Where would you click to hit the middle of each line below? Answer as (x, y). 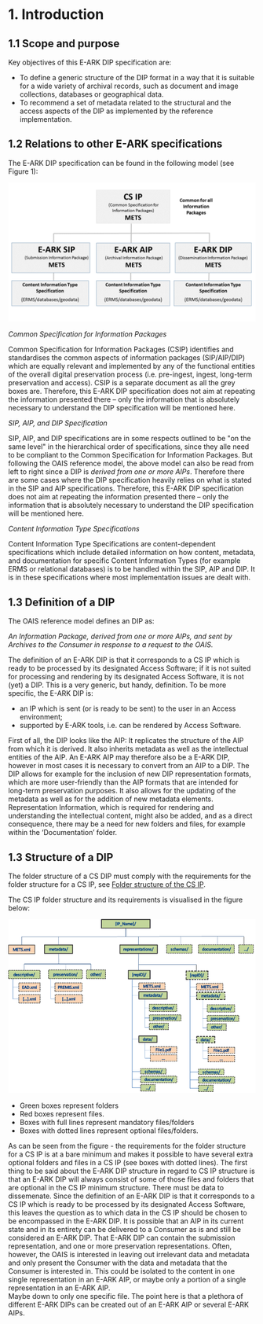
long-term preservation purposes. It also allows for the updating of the (122, 791)
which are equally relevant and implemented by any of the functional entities (131, 366)
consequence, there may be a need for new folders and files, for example (127, 824)
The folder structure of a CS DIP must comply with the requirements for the (130, 876)
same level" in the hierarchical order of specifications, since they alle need (129, 447)
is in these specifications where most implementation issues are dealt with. (130, 577)
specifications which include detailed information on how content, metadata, (132, 553)
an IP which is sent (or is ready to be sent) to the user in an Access (128, 708)
